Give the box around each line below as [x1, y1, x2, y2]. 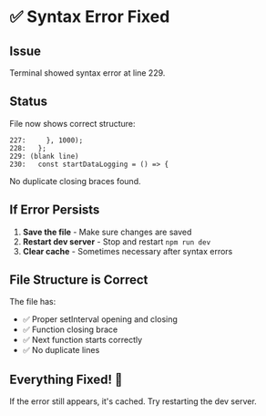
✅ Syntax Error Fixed [9, 6, 170, 27]
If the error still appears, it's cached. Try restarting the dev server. [9, 396, 257, 407]
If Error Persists [9, 203, 100, 218]
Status [9, 94, 48, 109]
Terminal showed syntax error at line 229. [9, 68, 166, 78]
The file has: [9, 296, 56, 307]
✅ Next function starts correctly [22, 335, 143, 346]
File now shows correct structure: [9, 118, 136, 129]
